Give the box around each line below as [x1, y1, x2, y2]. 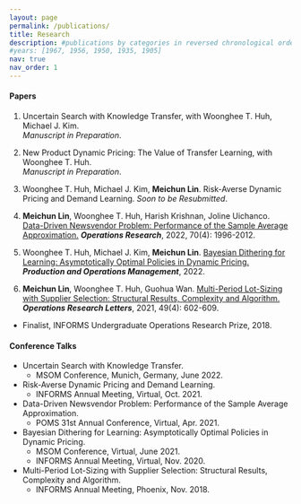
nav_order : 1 [9, 64, 58, 73]
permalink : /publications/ [9, 22, 110, 30]
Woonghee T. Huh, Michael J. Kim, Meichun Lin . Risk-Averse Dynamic [21, 184, 282, 195]
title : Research [9, 30, 70, 39]
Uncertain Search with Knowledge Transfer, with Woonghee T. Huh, [21, 111, 273, 122]
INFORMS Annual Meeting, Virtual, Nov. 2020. [35, 456, 206, 466]
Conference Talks [9, 340, 77, 351]
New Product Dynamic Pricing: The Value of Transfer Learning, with [21, 147, 273, 158]
